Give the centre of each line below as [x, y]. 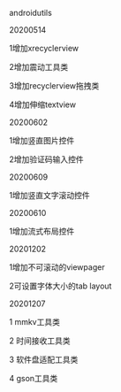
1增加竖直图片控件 [42, 140]
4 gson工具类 [34, 378]
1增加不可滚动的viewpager [57, 267]
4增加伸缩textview [43, 104]
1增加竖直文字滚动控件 [49, 195]
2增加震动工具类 [39, 67]
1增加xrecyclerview [44, 48]
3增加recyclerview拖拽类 [54, 86]
